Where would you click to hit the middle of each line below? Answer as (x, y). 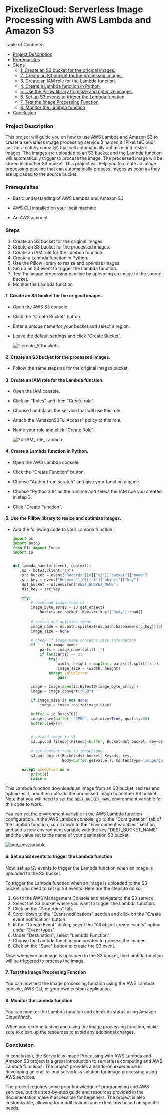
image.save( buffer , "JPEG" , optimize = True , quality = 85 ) (90, 719)
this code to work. (24, 804)
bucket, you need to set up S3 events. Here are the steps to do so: (74, 888)
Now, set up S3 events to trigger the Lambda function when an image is (79, 868)
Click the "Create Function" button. (49, 472)
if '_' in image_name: (54, 645)
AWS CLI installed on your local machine (54, 208)
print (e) (40, 774)
